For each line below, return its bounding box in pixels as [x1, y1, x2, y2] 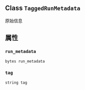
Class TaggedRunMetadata [5, 4, 81, 12]
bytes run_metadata [5, 59, 45, 64]
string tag [5, 80, 28, 85]
